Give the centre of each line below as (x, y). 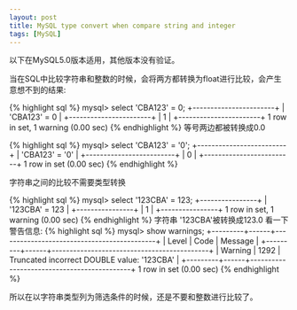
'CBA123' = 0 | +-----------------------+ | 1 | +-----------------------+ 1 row (148, 117)
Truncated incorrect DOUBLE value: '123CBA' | (94, 260)
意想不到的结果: (38, 90)
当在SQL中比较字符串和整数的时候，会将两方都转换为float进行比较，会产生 (145, 79)
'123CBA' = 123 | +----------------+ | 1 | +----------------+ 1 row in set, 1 (142, 210)
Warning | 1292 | (250, 251)
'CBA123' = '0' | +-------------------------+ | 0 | (109, 155)
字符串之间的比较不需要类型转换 (67, 182)
